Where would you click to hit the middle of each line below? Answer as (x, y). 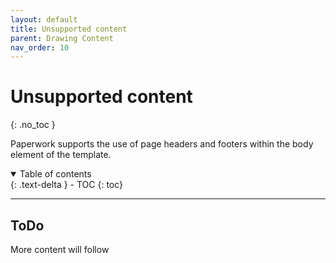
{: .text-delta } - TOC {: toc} (67, 185)
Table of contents (55, 174)
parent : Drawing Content (62, 38)
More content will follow (60, 249)
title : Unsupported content (69, 29)
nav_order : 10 (40, 47)
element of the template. (61, 155)
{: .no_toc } (33, 125)
